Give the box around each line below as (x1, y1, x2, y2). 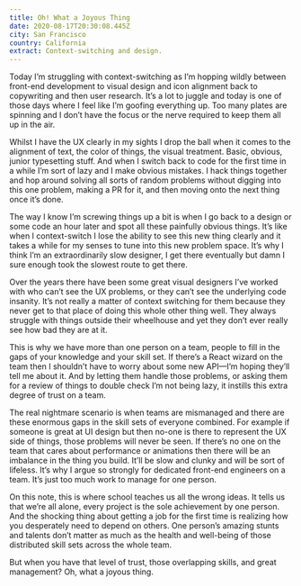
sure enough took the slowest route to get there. (9, 259, 189, 270)
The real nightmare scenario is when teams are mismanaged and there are (9, 407, 285, 419)
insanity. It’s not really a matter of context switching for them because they (9, 296, 286, 307)
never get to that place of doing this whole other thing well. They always (9, 305, 277, 316)
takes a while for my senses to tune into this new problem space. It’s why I (9, 240, 285, 251)
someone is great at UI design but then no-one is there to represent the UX (9, 427, 288, 437)
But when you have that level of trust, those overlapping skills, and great (9, 557, 277, 568)
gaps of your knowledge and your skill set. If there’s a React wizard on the (9, 352, 283, 363)
